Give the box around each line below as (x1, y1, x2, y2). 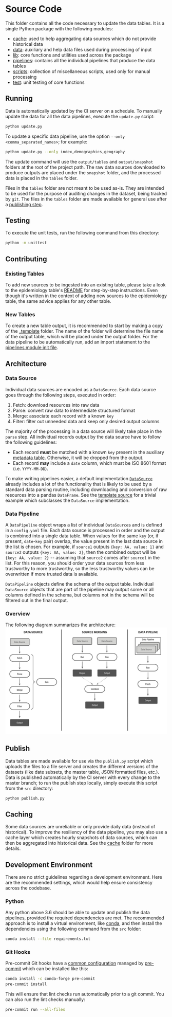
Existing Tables (5, 270, 45, 277)
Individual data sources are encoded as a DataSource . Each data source (5, 386, 157, 392)
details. (5, 845, 21, 851)
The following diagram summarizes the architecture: (5, 622, 116, 628)
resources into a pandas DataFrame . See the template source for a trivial (5, 492, 157, 498)
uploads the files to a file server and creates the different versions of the (5, 763, 159, 769)
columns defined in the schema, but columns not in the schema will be (5, 592, 155, 598)
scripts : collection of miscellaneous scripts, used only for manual (12, 68, 150, 75)
